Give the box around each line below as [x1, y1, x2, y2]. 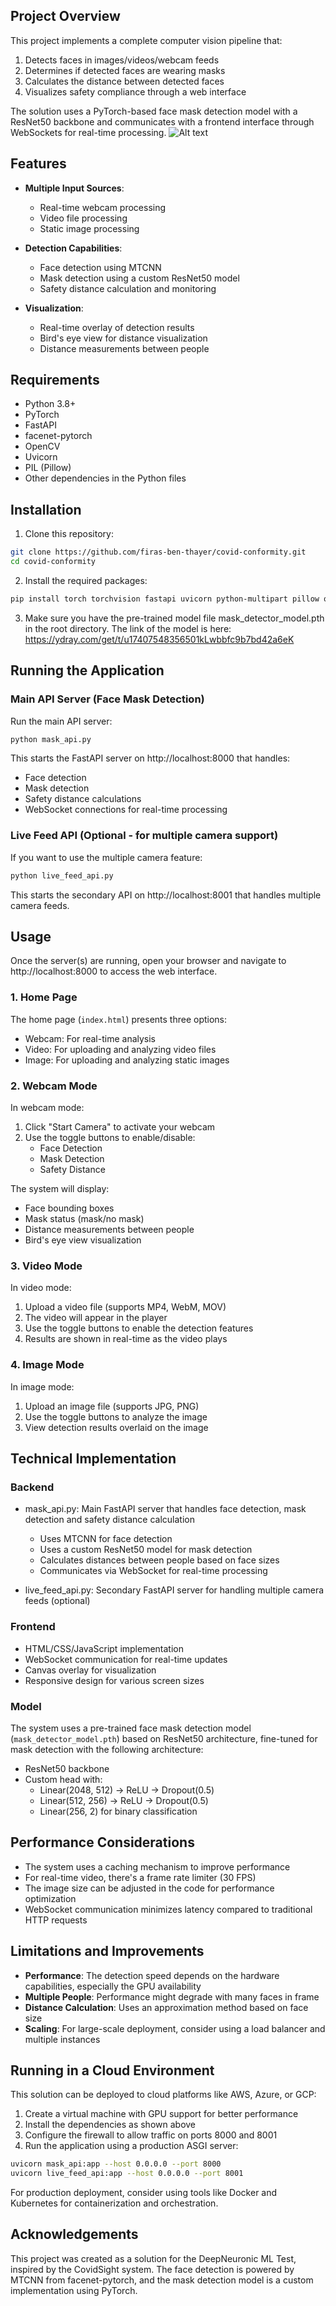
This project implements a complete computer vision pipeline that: [10, 34, 283, 46]
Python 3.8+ [24, 398, 77, 410]
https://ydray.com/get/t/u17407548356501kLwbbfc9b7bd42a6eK [24, 633, 295, 645]
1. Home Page [10, 990, 78, 1004]
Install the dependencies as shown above [24, 2119, 197, 2131]
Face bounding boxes [24, 1202, 115, 1214]
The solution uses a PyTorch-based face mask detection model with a [10, 105, 298, 117]
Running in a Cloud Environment [10, 2062, 215, 2079]
